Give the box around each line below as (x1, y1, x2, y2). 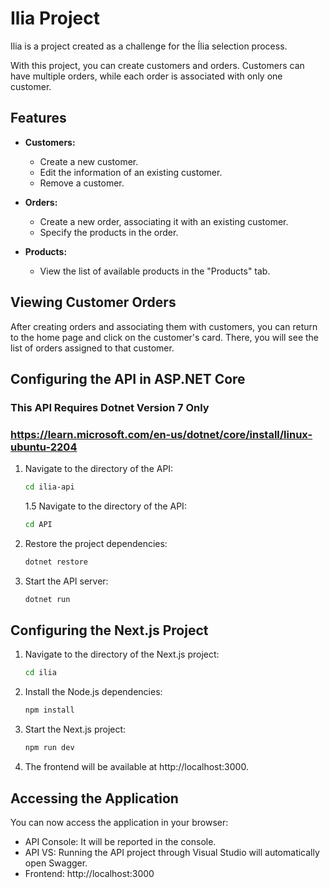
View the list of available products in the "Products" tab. (39, 265, 271, 277)
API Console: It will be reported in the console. (24, 835, 217, 847)
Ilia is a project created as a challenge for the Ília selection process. (10, 40, 288, 52)
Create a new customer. (39, 155, 139, 167)
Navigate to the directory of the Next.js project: (24, 648, 220, 661)
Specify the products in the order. (39, 226, 179, 238)
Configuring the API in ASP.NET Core (10, 370, 246, 387)
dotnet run (24, 594, 71, 604)
